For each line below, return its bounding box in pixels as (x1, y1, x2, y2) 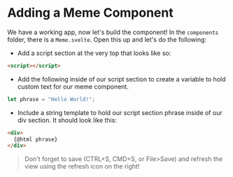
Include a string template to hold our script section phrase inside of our (17, 108, 223, 116)
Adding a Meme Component (7, 5, 174, 21)
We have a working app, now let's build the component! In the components (7, 28, 219, 36)
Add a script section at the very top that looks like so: (17, 49, 171, 57)
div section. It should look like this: (17, 116, 118, 124)
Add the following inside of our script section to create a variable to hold (17, 75, 226, 83)
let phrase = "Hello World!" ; (7, 95, 96, 102)
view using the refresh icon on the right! (24, 162, 140, 171)
